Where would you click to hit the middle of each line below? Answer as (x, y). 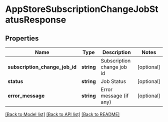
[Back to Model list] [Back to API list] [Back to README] (62, 114)
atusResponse (36, 20)
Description (116, 52)
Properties (22, 38)
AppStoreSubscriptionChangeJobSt (82, 9)
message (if (115, 96)
